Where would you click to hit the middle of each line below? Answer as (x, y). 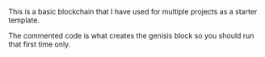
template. (24, 20)
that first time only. (40, 44)
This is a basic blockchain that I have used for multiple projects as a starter (133, 12)
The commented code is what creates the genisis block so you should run (131, 36)
